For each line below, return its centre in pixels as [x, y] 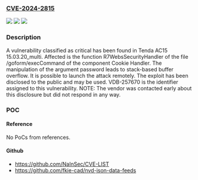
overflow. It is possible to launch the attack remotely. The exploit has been [98, 75]
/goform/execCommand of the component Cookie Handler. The [84, 63]
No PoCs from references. [38, 137]
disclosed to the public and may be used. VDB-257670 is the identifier [92, 82]
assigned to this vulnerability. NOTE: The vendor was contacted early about [99, 88]
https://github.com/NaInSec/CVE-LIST [62, 164]
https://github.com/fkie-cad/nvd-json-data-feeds [75, 170]
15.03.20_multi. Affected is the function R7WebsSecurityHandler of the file [98, 56]
